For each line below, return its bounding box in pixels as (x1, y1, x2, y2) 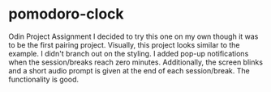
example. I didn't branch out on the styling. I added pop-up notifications (8, 48, 249, 58)
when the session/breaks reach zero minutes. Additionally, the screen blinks (8, 57, 264, 67)
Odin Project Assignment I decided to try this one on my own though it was (8, 31, 259, 41)
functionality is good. (8, 74, 80, 84)
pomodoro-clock (8, 5, 124, 23)
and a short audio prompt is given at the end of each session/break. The (8, 65, 250, 75)
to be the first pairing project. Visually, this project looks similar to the (8, 40, 240, 49)
